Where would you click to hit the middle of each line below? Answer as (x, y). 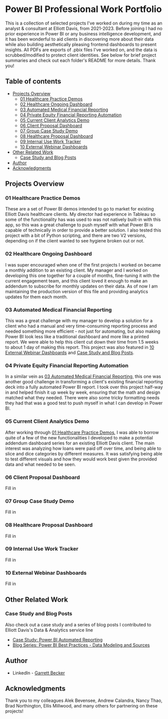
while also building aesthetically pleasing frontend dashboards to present (81, 44)
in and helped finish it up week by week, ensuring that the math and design (83, 392)
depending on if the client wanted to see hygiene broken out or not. (75, 241)
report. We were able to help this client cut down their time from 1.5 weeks (82, 342)
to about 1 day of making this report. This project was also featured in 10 (80, 347)
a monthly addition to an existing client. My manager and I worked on (76, 270)
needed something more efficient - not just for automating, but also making (83, 331)
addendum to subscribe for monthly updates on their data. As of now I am (81, 286)
